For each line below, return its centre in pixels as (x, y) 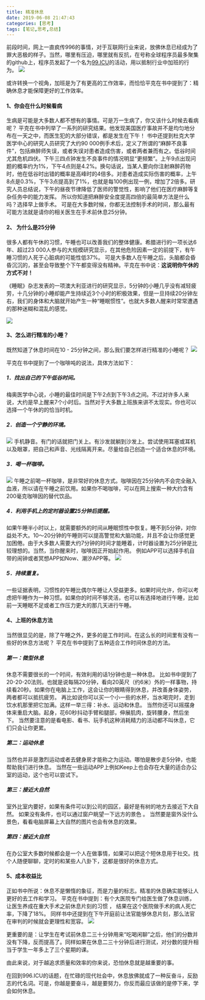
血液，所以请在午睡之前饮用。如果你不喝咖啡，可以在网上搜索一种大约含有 (100, 488)
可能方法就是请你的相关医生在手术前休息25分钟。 (68, 212)
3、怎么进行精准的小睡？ (38, 335)
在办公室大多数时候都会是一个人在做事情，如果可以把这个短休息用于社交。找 (103, 853)
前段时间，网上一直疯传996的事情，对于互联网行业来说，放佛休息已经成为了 (102, 47)
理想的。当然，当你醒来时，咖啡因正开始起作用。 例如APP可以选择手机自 (103, 550)
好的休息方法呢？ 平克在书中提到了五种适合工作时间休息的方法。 (92, 643)
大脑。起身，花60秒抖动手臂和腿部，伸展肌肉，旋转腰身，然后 (106, 712)
